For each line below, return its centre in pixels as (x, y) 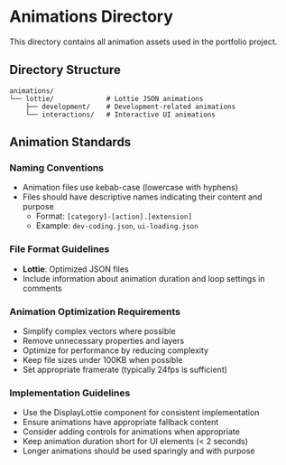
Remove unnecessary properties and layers (103, 341)
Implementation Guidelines (70, 393)
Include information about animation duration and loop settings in (143, 278)
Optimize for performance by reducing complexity (115, 350)
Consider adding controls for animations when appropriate (131, 432)
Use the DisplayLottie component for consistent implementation (141, 413)
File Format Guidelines (60, 249)
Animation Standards (70, 142)
